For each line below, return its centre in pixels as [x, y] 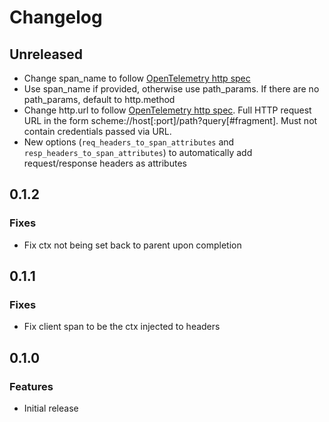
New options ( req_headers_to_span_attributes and [129, 142]
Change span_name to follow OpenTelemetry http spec [137, 78]
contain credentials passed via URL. [97, 131]
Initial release [51, 408]
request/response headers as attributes [105, 163]
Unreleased [46, 54]
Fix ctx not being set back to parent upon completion [132, 245]
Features [31, 386]
